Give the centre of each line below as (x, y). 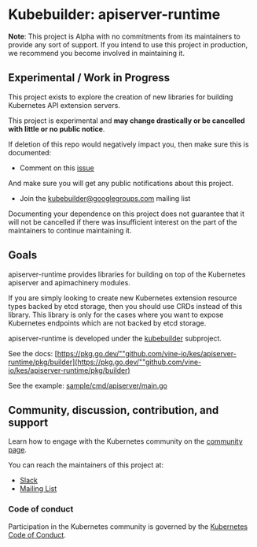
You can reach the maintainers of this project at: (86, 465)
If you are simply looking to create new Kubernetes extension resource (123, 298)
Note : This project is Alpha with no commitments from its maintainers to (125, 36)
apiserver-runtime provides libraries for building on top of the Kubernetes (127, 274)
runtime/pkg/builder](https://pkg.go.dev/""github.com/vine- (105, 362)
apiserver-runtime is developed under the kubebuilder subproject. (115, 338)
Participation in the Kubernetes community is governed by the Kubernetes (128, 527)
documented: (30, 152)
